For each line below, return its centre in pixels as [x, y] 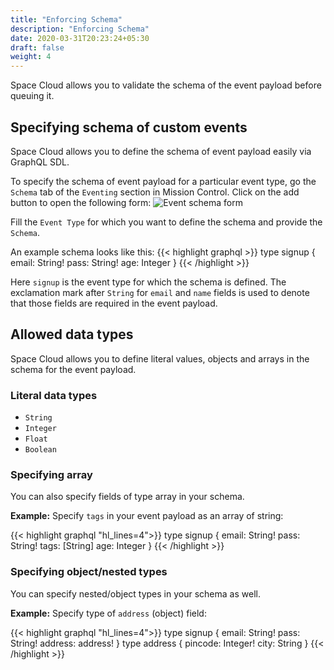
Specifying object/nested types [89, 572]
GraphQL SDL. [40, 162]
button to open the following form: [81, 202]
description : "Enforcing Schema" [80, 29]
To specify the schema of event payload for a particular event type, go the [163, 181]
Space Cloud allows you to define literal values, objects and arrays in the [160, 358]
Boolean [40, 450]
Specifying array [51, 474]
